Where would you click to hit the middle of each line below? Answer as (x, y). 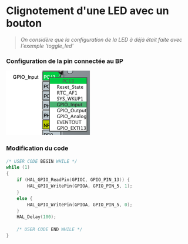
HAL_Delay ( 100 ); (37, 217)
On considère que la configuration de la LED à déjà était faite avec (101, 39)
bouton (24, 23)
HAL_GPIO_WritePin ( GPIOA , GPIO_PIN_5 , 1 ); (80, 186)
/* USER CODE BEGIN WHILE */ (42, 161)
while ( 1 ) (18, 168)
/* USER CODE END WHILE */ (50, 230)
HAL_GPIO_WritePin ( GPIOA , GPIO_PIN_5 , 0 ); (80, 205)
